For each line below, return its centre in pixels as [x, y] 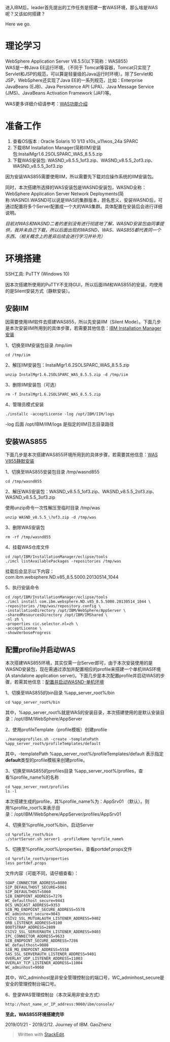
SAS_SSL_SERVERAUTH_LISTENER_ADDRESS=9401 [51, 954]
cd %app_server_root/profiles [37, 787]
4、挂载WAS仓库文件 [27, 547]
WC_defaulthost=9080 [27, 945]
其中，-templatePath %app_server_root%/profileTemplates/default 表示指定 [84, 754]
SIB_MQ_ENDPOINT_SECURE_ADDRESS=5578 [45, 910]
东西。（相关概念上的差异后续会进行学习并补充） [55, 236]
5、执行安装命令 [22, 588]
